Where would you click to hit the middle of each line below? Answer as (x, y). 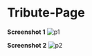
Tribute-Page (46, 13)
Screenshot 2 (27, 45)
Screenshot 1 (26, 32)
